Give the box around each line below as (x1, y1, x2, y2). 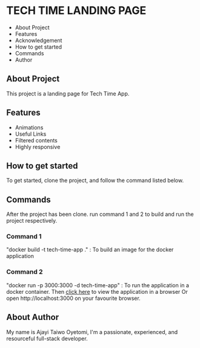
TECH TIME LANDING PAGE (6, 4, 147, 18)
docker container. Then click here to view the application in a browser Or (6, 288, 188, 295)
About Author (6, 312, 59, 322)
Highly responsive (15, 143, 61, 150)
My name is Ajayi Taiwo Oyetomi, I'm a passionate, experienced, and (6, 328, 178, 335)
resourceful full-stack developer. (6, 335, 88, 342)
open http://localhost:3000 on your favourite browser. (6, 294, 141, 302)
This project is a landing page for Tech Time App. (6, 89, 130, 97)
